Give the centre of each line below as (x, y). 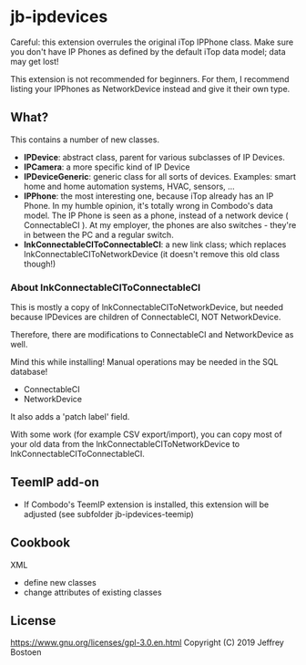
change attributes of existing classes (92, 592)
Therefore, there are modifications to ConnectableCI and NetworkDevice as (152, 335)
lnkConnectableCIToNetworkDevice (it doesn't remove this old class (152, 254)
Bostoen (26, 652)
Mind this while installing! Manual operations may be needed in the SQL (144, 362)
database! (29, 372)
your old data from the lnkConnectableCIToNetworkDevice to (125, 444)
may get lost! (35, 61)
